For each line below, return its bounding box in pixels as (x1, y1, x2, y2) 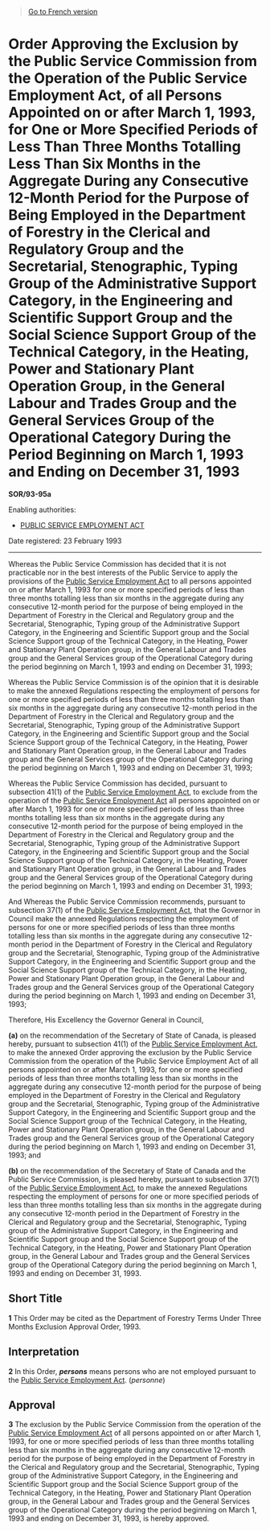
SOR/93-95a (8, 489, 52, 498)
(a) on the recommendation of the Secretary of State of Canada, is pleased (8, 1030, 257, 1040)
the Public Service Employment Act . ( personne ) (8, 1375, 166, 1385)
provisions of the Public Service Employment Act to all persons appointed (8, 576, 252, 586)
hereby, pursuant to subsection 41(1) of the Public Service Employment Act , (8, 1038, 259, 1049)
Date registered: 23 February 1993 (8, 535, 122, 546)
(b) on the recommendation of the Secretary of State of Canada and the (8, 1166, 247, 1175)
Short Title (8, 1292, 63, 1306)
